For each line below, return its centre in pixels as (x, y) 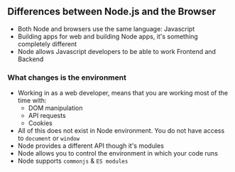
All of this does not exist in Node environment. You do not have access (121, 131)
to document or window (49, 139)
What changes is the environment (67, 77)
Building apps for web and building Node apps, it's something (108, 36)
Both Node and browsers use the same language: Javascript (106, 28)
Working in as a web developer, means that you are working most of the (123, 93)
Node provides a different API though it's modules (91, 146)
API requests (47, 116)
